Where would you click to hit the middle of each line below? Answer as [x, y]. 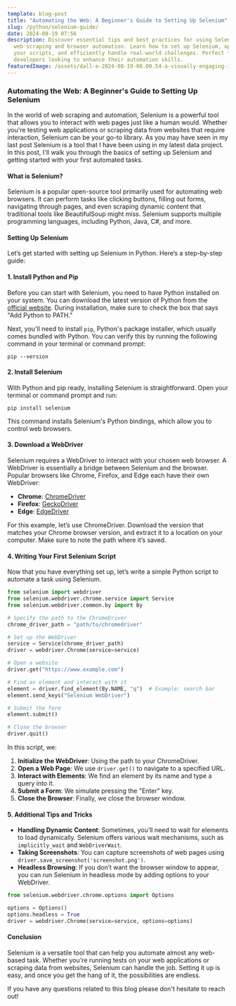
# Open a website [33, 663]
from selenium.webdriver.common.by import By [75, 605]
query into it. [36, 784]
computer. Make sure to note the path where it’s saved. [87, 540]
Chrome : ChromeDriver [52, 496]
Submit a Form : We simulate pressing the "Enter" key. [96, 791]
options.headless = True [44, 914]
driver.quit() [28, 734]
